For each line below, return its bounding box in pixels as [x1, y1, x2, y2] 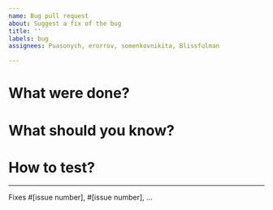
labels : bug [8, 34, 49, 43]
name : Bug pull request [8, 11, 89, 20]
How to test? [8, 158, 96, 177]
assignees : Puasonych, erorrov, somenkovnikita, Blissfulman [8, 42, 220, 50]
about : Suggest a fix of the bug [8, 19, 122, 28]
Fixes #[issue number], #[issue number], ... [8, 192, 153, 203]
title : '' [8, 27, 42, 35]
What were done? [8, 84, 130, 102]
